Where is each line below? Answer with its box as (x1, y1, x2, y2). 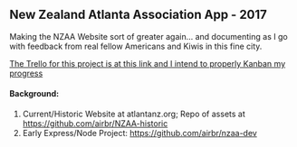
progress (9, 68, 43, 78)
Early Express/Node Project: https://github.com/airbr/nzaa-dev (22, 128, 258, 139)
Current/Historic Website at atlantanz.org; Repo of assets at (22, 108, 246, 120)
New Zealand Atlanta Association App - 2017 (9, 7, 267, 23)
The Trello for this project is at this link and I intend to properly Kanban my (9, 58, 286, 69)
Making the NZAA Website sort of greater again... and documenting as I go (9, 31, 288, 41)
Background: (9, 88, 60, 99)
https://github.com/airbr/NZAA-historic (22, 118, 168, 129)
